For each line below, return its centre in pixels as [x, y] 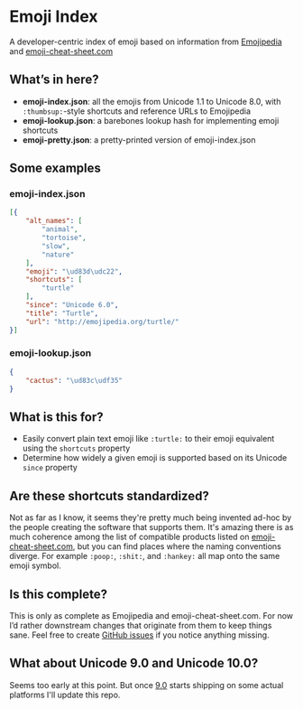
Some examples [55, 168]
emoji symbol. [35, 565]
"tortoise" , [64, 238]
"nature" [58, 255]
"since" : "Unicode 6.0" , [72, 305]
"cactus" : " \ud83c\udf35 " [74, 380]
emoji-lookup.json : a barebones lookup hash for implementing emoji [151, 120]
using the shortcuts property [76, 448]
